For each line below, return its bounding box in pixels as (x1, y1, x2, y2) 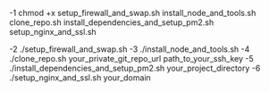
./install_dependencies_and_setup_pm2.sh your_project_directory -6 (9, 63, 261, 73)
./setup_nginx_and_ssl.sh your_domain (9, 72, 152, 83)
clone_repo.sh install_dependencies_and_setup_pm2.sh (9, 17, 214, 28)
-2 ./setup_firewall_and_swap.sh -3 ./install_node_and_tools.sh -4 (9, 44, 250, 54)
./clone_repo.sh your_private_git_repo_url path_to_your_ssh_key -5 (9, 54, 255, 63)
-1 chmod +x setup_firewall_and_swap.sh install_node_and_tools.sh (9, 8, 256, 18)
